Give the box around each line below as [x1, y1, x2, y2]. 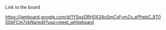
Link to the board [5, 4, 40, 10]
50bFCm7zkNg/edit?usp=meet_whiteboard [5, 19, 94, 25]
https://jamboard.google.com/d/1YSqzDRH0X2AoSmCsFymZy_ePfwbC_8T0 [5, 14, 161, 19]
